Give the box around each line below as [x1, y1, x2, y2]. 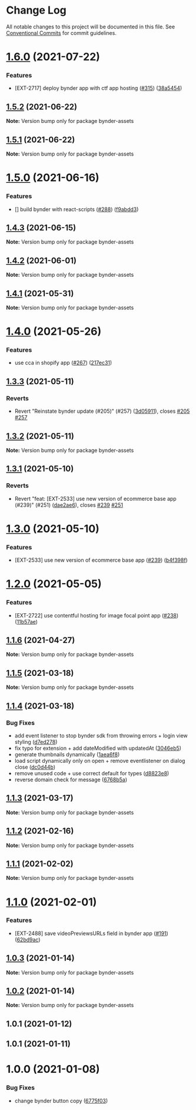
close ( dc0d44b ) [14, 763, 56, 771]
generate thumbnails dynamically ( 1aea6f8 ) [14, 750, 120, 758]
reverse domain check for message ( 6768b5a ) [14, 776, 128, 783]
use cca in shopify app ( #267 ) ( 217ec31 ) [14, 359, 112, 367]
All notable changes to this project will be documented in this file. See [6, 23, 175, 30]
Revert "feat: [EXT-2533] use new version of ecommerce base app [14, 495, 177, 502]
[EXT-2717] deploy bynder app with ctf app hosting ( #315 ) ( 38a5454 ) [14, 85, 182, 92]
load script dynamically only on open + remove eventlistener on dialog [14, 757, 185, 764]
